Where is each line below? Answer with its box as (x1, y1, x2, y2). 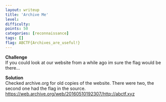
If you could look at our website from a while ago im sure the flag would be (5, 59, 161, 66)
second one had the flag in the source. (5, 85, 86, 91)
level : (5, 17, 19, 22)
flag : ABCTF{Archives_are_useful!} (5, 40, 80, 45)
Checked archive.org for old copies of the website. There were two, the (5, 80, 154, 86)
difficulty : (5, 21, 30, 27)
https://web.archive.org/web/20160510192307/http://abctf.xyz (5, 90, 135, 96)
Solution (5, 74, 24, 81)
